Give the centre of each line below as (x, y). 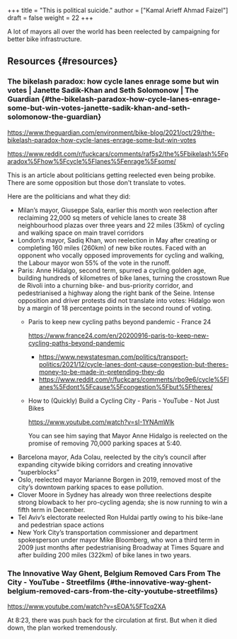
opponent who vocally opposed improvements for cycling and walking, (121, 255)
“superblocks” (39, 472)
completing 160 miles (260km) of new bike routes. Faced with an (112, 248)
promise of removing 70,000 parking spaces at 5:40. (105, 443)
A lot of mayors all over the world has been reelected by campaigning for (114, 32)
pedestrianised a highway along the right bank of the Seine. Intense (116, 293)
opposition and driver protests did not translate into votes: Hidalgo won (121, 300)
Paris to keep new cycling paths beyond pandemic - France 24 (120, 321)
